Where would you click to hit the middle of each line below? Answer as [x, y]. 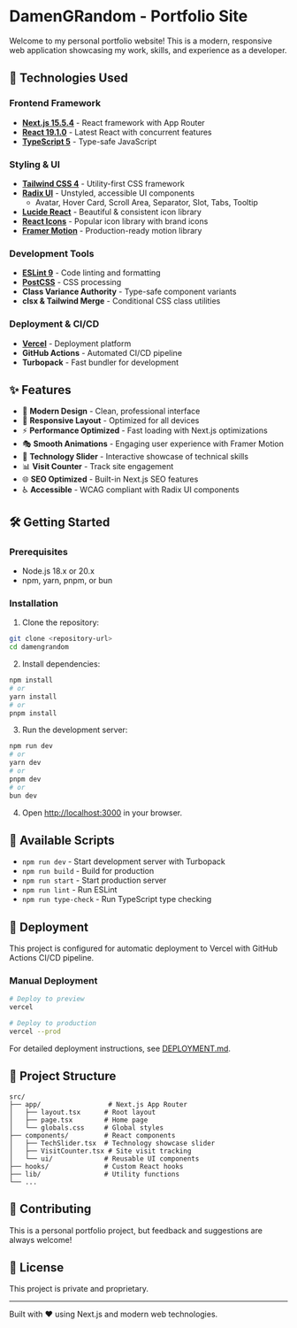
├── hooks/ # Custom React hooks [96, 1166]
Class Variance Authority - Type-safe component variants [129, 292]
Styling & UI [34, 164]
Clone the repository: [61, 622]
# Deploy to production [53, 1023]
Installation [34, 603]
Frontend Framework [55, 104]
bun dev [23, 795]
